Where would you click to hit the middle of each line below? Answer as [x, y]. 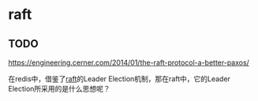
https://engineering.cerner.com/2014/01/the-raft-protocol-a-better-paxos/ [129, 62]
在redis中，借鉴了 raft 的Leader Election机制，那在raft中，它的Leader [120, 79]
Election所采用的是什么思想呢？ [59, 89]
